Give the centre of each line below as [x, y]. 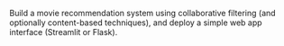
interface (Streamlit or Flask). [64, 32]
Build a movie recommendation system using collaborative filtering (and [143, 13]
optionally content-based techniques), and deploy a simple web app [136, 23]
